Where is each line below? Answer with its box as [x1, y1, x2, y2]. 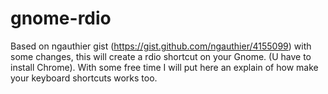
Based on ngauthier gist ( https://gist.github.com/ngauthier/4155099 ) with [10, 40, 312, 52]
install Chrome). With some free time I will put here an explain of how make [10, 61, 319, 73]
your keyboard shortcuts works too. [10, 72, 158, 84]
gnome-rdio [10, 7, 112, 30]
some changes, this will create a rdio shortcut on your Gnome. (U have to [10, 50, 312, 62]
